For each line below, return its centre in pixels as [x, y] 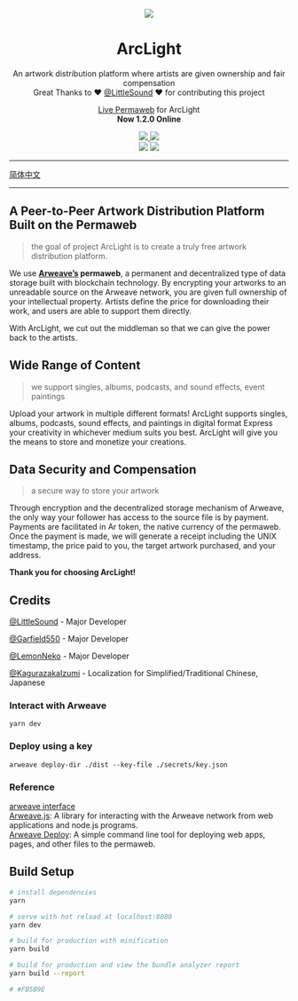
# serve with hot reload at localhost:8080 [91, 917]
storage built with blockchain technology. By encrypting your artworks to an [148, 282]
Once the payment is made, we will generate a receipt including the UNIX [143, 536]
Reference [32, 787]
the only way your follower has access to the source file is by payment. [139, 517]
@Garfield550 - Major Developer [69, 639]
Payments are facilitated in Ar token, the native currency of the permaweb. [145, 527]
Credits [30, 600]
